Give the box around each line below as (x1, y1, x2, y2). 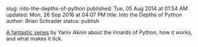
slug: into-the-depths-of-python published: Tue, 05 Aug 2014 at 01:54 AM (6, 5, 188, 12)
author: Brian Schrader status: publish (6, 18, 100, 24)
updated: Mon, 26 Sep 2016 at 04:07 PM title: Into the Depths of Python (6, 11, 182, 18)
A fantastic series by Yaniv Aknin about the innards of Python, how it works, (6, 29, 193, 36)
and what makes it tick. (6, 35, 63, 42)
